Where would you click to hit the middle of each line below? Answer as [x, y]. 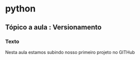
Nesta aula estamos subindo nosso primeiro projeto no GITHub [70, 52]
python [20, 9]
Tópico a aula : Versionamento [53, 27]
